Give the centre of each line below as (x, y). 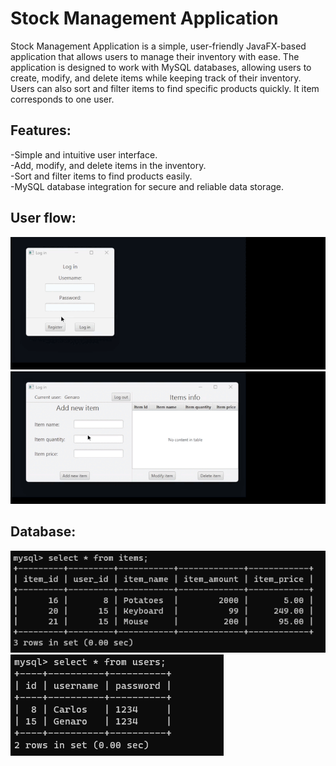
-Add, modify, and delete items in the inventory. (108, 165)
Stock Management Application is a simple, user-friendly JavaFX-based (158, 46)
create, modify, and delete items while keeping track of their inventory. (156, 78)
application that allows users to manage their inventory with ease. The (155, 56)
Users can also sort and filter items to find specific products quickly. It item (165, 88)
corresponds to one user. (62, 99)
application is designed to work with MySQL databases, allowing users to (161, 67)
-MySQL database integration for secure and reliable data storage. (147, 186)
